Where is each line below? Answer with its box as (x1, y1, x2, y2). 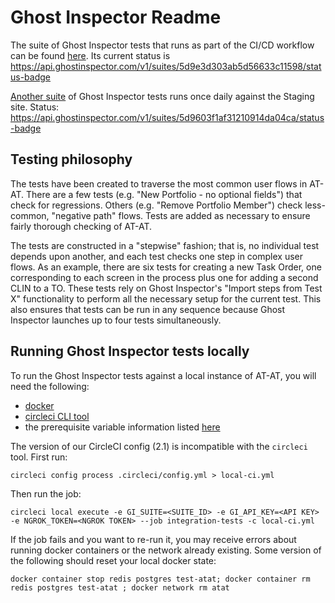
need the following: (10, 380, 90, 392)
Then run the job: (10, 487, 82, 500)
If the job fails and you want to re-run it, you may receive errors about (10, 533, 297, 545)
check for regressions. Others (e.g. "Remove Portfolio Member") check (10, 199, 303, 211)
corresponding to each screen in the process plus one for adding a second (10, 271, 319, 283)
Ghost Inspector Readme (10, 6, 222, 29)
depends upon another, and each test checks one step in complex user (10, 250, 304, 262)
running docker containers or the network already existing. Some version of (10, 544, 322, 556)
